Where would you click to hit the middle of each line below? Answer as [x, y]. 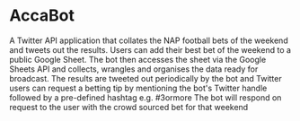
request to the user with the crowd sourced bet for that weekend [129, 107]
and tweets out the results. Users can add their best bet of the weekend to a [150, 49]
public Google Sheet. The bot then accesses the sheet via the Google [138, 59]
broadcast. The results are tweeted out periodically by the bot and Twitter [146, 78]
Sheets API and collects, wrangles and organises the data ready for [134, 69]
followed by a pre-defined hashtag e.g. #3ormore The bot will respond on [146, 97]
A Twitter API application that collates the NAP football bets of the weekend [149, 40]
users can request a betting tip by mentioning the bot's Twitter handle [138, 88]
